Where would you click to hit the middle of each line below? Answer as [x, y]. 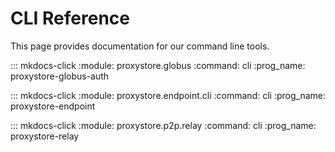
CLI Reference [70, 18]
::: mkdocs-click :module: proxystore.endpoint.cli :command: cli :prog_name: [168, 95]
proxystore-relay [45, 136]
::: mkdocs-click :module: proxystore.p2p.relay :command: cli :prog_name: [163, 125]
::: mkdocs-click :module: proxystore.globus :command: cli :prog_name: [158, 65]
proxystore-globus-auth [60, 76]
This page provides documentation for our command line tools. [140, 46]
